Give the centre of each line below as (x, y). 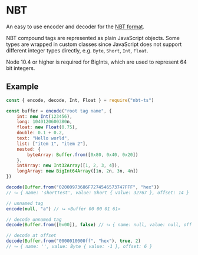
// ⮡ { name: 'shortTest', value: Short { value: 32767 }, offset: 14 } (98, 193)
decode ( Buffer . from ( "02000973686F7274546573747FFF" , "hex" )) (83, 187)
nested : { (29, 149)
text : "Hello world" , (43, 138)
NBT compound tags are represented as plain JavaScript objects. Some (93, 38)
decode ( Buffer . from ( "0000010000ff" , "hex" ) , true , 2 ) (74, 241)
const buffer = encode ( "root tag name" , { (59, 111)
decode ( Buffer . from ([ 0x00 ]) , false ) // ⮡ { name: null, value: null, (94, 225)
